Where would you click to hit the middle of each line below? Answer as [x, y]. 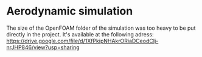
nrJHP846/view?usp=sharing [43, 47]
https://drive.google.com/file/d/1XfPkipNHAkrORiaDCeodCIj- [82, 41]
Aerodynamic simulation [70, 11]
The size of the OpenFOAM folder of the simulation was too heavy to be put [101, 28]
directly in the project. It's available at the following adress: [80, 34]
